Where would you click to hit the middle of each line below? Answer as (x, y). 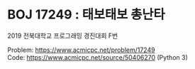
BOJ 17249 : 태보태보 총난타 (86, 15)
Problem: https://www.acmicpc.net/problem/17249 (81, 50)
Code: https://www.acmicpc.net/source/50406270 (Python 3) (97, 57)
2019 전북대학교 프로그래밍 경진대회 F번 (63, 36)
